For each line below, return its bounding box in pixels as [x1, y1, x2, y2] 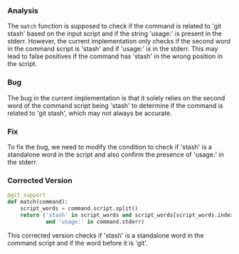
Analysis [7, 6, 39, 16]
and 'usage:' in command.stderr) [45, 218, 144, 226]
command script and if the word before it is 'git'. [7, 238, 148, 247]
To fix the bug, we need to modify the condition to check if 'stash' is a [7, 142, 212, 151]
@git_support [7, 191, 46, 199]
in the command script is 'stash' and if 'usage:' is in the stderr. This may [7, 45, 218, 53]
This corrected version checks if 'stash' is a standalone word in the [7, 231, 204, 240]
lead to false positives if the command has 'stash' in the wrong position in [7, 52, 223, 60]
